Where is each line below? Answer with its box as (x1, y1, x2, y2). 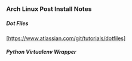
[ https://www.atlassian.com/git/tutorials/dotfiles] (6, 35, 126, 42)
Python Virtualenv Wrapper (6, 48, 76, 56)
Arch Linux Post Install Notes (6, 5, 92, 13)
